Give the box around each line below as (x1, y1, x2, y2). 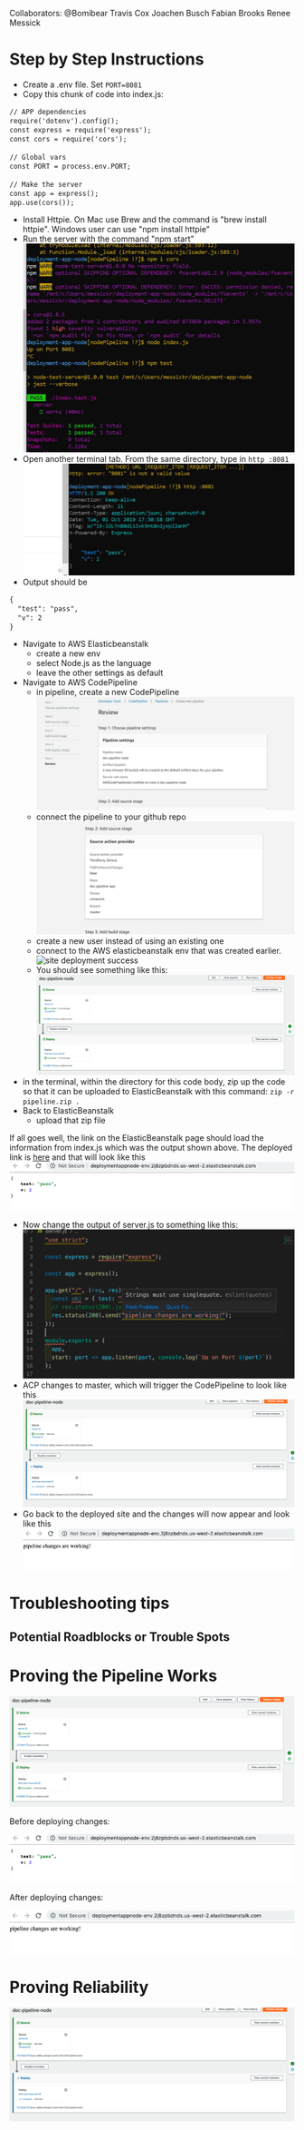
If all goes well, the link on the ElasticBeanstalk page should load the (9, 1132, 264, 1143)
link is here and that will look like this (9, 1152, 147, 1163)
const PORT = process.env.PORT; (9, 162, 131, 171)
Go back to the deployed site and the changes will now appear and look (22, 1508, 290, 1519)
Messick (9, 17, 41, 28)
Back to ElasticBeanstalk (22, 1104, 115, 1115)
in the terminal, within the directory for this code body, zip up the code (22, 1075, 286, 1087)
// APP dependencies (9, 107, 88, 116)
